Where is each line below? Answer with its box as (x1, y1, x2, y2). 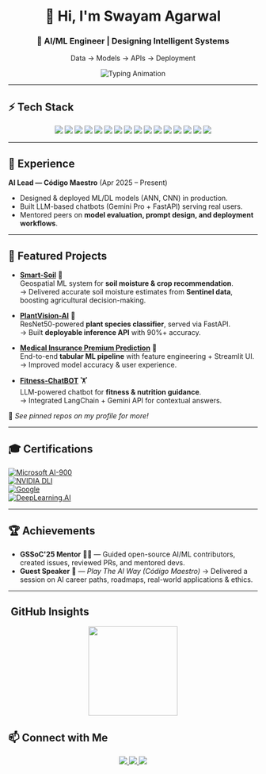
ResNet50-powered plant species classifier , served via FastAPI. (19, 319, 231, 329)
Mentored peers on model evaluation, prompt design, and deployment (19, 210, 254, 220)
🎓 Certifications (8, 442, 93, 456)
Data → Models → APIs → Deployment (70, 53, 196, 63)
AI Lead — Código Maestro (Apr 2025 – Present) (8, 178, 168, 187)
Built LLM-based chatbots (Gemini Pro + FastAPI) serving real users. (19, 202, 243, 211)
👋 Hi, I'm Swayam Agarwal (44, 7, 222, 25)
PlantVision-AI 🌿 (19, 310, 76, 320)
